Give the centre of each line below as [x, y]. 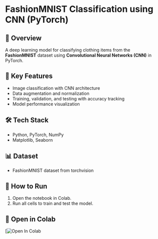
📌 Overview [23, 38]
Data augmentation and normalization [51, 93]
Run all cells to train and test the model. [53, 203]
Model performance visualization [46, 104]
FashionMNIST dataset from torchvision [53, 170]
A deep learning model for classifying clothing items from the [68, 50]
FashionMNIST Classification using [79, 9]
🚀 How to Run [26, 186]
